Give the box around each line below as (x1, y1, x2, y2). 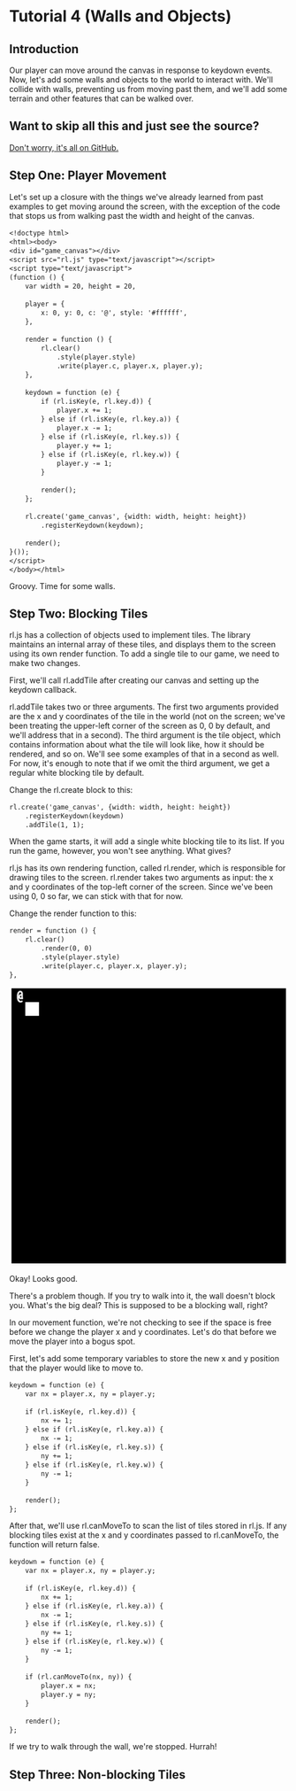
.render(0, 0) (41, 944, 93, 953)
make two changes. (9, 658, 81, 669)
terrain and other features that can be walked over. (9, 93, 194, 104)
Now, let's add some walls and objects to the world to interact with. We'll (9, 74, 274, 85)
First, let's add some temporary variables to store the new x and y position (9, 1353, 280, 1364)
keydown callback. (9, 685, 78, 695)
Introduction (9, 42, 80, 57)
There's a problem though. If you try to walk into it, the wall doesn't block (9, 1291, 276, 1301)
